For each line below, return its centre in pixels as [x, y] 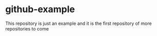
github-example [40, 9]
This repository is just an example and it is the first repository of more [78, 23]
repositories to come [27, 28]
